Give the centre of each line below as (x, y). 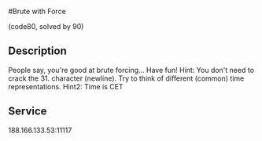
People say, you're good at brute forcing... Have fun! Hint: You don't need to (131, 70)
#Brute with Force (37, 11)
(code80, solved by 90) (46, 26)
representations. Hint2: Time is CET (66, 86)
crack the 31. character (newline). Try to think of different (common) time (126, 78)
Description (37, 51)
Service (28, 112)
